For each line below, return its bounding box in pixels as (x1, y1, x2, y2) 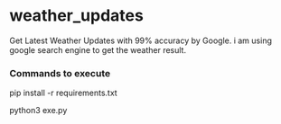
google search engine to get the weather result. (9, 44, 187, 55)
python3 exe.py (9, 105, 68, 116)
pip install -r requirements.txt (9, 87, 117, 99)
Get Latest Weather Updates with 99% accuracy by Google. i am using (9, 35, 273, 46)
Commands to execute (9, 66, 111, 79)
